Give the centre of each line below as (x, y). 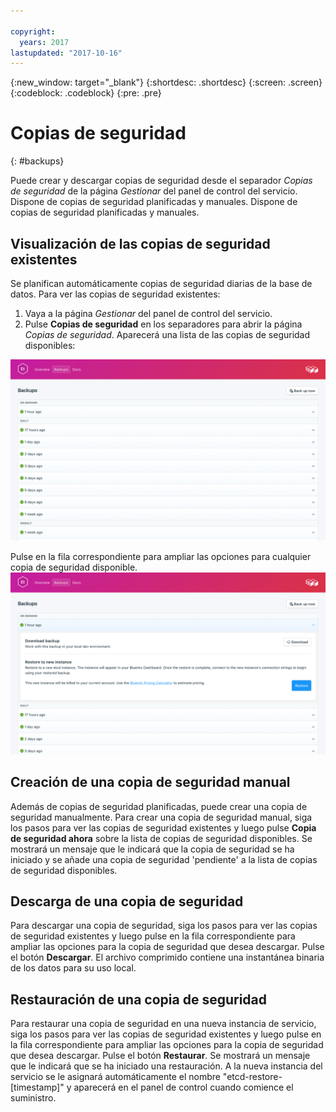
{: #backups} (37, 161)
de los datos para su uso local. (73, 968)
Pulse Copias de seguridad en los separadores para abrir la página (163, 324)
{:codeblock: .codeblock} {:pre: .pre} (86, 93)
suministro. (33, 1098)
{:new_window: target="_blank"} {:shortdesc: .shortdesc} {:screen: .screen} (166, 82)
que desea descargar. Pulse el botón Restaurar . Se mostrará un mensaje (160, 1056)
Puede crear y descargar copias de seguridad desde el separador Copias (161, 181)
